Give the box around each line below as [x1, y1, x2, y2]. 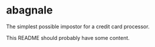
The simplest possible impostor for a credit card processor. [6, 23, 150, 30]
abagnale [6, 4, 53, 17]
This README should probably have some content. [6, 34, 130, 41]
